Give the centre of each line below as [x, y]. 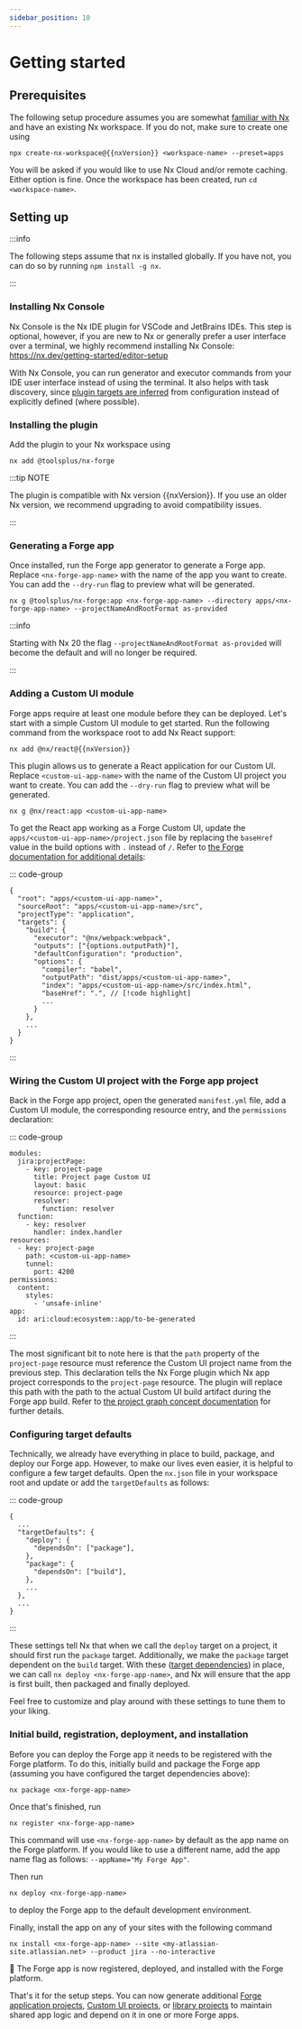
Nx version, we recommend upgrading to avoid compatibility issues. [136, 505]
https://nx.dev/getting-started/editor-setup [89, 355]
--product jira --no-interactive [153, 1951]
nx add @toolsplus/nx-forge [62, 461]
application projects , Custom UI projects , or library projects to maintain [141, 2005]
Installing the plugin [54, 425]
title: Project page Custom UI [92, 1177]
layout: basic [60, 1185]
